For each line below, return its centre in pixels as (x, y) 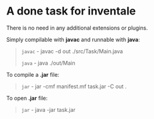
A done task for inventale (71, 11)
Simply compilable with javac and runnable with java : (73, 39)
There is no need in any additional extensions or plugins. (77, 28)
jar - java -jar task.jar (48, 109)
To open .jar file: (27, 98)
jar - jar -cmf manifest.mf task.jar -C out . (74, 86)
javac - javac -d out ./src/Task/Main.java (72, 51)
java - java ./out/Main (48, 63)
